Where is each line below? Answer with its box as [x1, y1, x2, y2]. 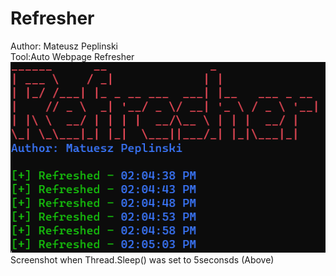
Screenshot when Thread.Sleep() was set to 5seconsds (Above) [10, 253, 275, 266]
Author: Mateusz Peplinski [10, 40, 118, 52]
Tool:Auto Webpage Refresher [10, 50, 135, 62]
